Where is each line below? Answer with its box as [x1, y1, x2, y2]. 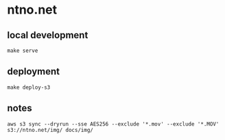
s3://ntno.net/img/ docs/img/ [7, 126, 94, 133]
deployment [7, 66, 60, 77]
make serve [7, 47, 38, 54]
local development [7, 29, 88, 41]
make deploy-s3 [7, 84, 51, 91]
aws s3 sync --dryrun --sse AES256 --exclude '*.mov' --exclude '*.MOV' [7, 120, 220, 128]
